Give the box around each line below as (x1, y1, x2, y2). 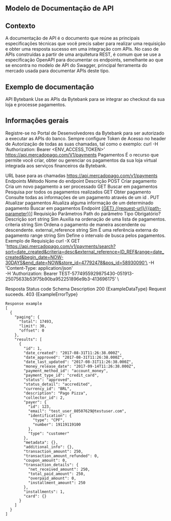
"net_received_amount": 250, (28, 467, 90, 472)
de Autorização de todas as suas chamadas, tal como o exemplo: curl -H (5, 141, 158, 147)
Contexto (5, 21, 36, 30)
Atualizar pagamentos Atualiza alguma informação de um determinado (5, 200, 154, 206)
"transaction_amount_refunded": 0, (23, 453, 100, 459)
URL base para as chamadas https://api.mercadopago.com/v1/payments (5, 172, 158, 179)
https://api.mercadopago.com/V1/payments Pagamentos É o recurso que (5, 151, 159, 158)
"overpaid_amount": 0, (28, 475, 77, 481)
